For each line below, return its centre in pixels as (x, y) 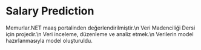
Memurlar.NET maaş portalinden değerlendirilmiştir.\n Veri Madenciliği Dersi (100, 28)
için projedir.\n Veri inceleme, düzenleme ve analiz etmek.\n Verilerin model (100, 34)
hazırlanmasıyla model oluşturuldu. (49, 40)
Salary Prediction (50, 11)
